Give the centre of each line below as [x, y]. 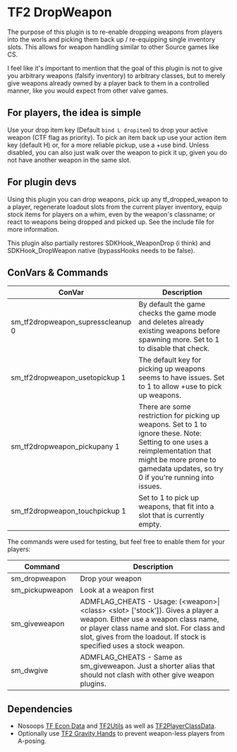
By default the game [172, 305]
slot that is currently [171, 515]
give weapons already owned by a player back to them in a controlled [108, 83]
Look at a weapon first [117, 590]
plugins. [93, 684]
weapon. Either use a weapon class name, [150, 619]
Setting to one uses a [174, 442]
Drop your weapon [111, 579]
